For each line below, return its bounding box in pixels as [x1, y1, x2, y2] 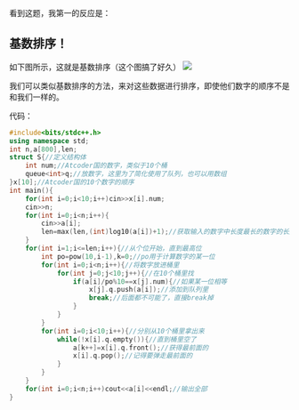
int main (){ [9, 186, 53, 195]
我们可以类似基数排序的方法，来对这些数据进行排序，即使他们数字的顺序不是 [9, 80, 290, 91]
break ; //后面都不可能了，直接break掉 [88, 293, 214, 302]
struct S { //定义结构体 [9, 153, 87, 162]
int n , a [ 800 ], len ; [9, 145, 77, 154]
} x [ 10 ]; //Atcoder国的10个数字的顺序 [9, 178, 135, 187]
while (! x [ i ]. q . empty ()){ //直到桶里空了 [56, 334, 198, 344]
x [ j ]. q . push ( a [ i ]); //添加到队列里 [88, 285, 209, 294]
